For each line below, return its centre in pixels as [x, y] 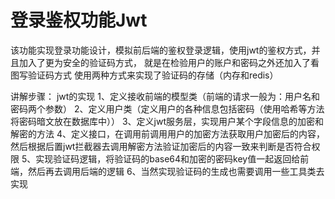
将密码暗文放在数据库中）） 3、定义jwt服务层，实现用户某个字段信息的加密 [163, 121]
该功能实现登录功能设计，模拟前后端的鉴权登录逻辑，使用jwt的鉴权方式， [161, 50]
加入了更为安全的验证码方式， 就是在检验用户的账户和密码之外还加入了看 [169, 62]
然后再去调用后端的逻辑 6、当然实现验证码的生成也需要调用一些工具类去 [176, 171]
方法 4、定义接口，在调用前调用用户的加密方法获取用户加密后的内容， [180, 133]
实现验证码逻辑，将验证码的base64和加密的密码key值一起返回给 [168, 158]
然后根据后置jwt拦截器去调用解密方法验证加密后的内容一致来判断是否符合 [161, 146]
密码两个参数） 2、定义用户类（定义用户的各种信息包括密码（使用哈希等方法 [167, 108]
